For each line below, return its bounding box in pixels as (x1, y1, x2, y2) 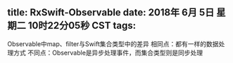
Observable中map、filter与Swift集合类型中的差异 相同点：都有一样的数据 (7, 39, 219, 48)
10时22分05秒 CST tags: (27, 20, 136, 31)
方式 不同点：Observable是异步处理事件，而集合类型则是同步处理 (13, 48, 203, 57)
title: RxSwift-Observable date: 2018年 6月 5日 (7, 6, 215, 19)
